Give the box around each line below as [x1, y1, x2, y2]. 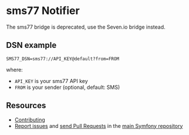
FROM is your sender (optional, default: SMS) [14, 84, 120, 91]
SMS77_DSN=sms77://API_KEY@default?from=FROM [6, 56, 119, 62]
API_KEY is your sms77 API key [14, 77, 88, 84]
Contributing [14, 116, 45, 123]
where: [6, 66, 23, 73]
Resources [6, 101, 46, 110]
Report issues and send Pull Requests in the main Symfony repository [14, 122, 183, 129]
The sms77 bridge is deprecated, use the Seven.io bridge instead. [6, 23, 166, 30]
